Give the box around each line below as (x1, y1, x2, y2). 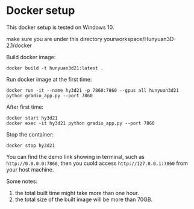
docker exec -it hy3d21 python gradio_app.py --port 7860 (6, 120, 155, 126)
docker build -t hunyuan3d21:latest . (6, 65, 104, 71)
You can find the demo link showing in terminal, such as (6, 153, 145, 160)
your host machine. (6, 166, 54, 173)
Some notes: (6, 178, 38, 185)
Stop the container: (6, 130, 54, 138)
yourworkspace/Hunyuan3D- (103, 35, 177, 42)
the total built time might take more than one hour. (14, 189, 140, 196)
